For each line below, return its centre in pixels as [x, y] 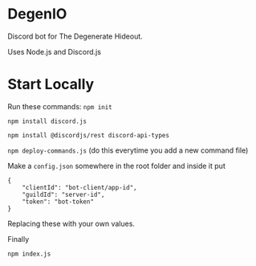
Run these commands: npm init [60, 106]
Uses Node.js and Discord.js [55, 51]
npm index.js [29, 254]
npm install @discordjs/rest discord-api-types [89, 135]
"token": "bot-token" [58, 202]
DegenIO [37, 14]
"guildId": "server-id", [63, 194]
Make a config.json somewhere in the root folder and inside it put [116, 166]
